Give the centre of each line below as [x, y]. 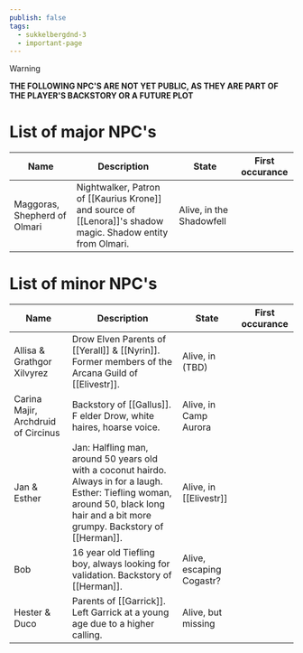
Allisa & [29, 350]
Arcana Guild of [105, 373]
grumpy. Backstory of [118, 527]
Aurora [197, 427]
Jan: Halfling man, [110, 448]
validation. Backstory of [122, 575]
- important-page [50, 43]
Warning [25, 69]
